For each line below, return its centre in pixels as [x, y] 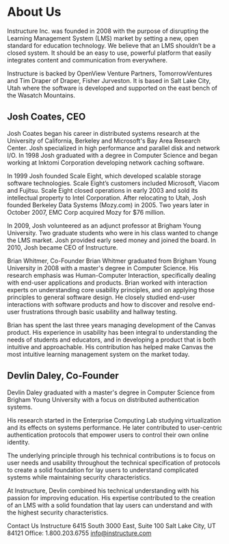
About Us [34, 12]
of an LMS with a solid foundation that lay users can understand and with [110, 505]
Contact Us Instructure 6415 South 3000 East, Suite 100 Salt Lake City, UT [112, 525]
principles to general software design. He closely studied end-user [101, 297]
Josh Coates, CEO [46, 117]
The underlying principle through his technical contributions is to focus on [111, 455]
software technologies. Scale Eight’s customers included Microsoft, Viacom [113, 183]
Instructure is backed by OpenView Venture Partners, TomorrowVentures [110, 73]
